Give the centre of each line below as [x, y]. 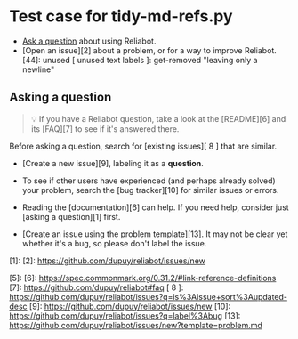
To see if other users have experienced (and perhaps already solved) [149, 181]
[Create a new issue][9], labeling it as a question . [113, 163]
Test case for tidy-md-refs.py [121, 16]
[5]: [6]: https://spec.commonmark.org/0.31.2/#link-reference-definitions [143, 278]
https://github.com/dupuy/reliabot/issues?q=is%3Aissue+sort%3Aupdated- [148, 296]
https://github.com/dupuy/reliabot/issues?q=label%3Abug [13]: [125, 315]
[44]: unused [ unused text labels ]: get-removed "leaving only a [140, 60]
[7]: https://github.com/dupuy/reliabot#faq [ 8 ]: [97, 287]
